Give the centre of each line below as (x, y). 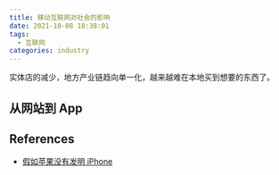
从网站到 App (46, 108)
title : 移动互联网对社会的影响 (60, 17)
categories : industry (49, 51)
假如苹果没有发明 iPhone (67, 162)
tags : (19, 34)
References (42, 139)
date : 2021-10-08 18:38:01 (59, 26)
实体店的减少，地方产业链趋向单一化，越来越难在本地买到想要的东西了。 (142, 78)
